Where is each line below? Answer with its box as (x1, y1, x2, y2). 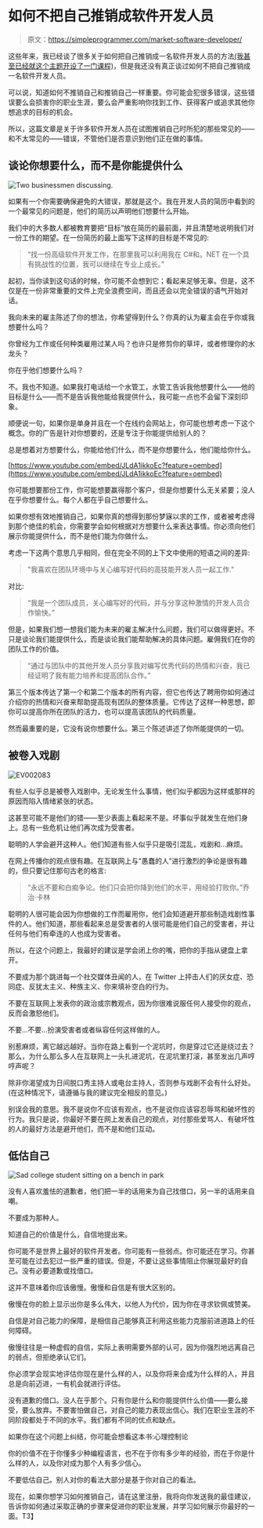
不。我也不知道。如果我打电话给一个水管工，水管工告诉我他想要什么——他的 (8, 382, 255, 391)
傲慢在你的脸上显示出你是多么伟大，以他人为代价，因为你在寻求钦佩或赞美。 (8, 1300, 255, 1309)
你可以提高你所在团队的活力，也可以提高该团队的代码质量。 (8, 707, 200, 716)
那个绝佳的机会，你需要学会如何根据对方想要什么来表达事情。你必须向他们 (14, 521, 255, 531)
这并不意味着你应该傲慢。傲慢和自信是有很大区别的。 (8, 1283, 180, 1292)
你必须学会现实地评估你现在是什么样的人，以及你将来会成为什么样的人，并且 (8, 1369, 255, 1379)
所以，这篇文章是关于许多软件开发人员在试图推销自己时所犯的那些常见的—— (8, 123, 255, 133)
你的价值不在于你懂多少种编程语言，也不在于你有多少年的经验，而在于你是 (8, 1449, 248, 1458)
